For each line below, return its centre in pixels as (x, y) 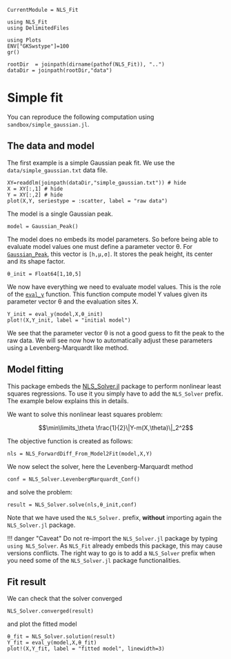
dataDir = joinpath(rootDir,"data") (60, 71)
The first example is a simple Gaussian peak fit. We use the (91, 163)
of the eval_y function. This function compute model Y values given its (108, 294)
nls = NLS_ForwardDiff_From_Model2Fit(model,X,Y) (80, 454)
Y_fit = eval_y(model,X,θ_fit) (52, 643)
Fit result (27, 582)
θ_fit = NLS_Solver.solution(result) (61, 637)
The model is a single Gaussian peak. (60, 214)
